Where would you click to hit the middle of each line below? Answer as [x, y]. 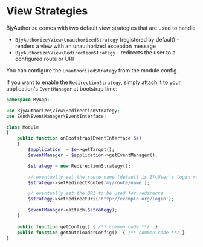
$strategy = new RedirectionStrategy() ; [79, 166]
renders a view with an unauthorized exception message [85, 46]
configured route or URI [44, 59]
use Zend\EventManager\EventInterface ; [56, 116]
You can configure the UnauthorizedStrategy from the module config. [92, 70]
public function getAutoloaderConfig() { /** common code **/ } [101, 233]
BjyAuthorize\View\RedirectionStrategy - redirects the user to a [95, 52]
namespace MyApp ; [28, 100]
